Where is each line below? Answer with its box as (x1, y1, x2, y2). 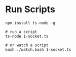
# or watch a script (5, 42, 49, 48)
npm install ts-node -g (5, 20, 56, 25)
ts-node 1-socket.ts (5, 34, 49, 39)
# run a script (5, 29, 37, 34)
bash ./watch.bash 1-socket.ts (5, 47, 71, 52)
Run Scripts (5, 4, 56, 15)
